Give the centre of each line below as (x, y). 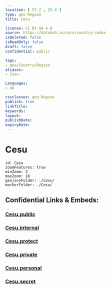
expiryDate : (17, 125)
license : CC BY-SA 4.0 (29, 28)
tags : (11, 60)
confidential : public (28, 51)
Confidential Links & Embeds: (52, 200)
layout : (13, 115)
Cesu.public (20, 214)
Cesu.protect (22, 241)
